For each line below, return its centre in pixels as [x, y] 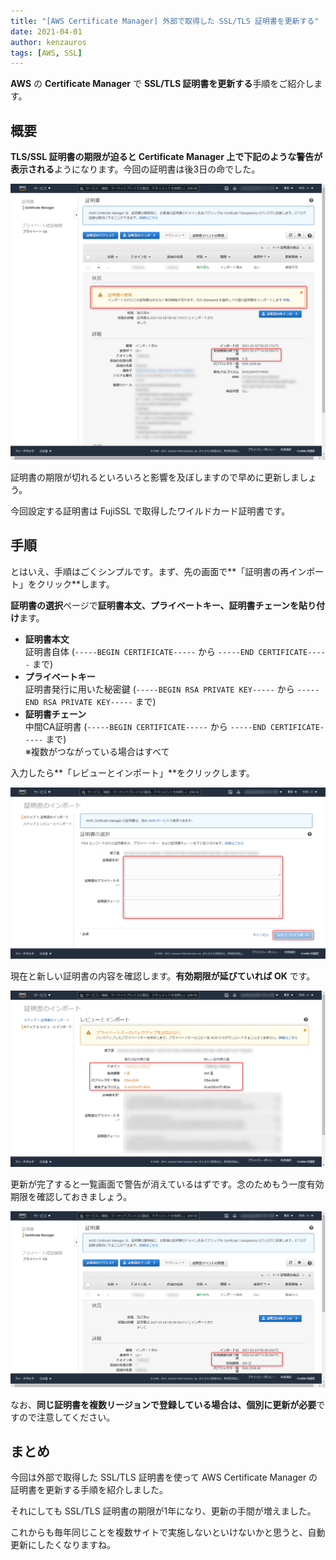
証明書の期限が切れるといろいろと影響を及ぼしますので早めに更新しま [155, 477]
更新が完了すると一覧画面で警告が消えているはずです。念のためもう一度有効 [167, 1184]
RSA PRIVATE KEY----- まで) [100, 701]
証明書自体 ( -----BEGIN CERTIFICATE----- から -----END [139, 651]
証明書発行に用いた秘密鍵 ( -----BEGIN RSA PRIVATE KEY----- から [159, 689]
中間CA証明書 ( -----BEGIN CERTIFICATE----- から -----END [145, 726]
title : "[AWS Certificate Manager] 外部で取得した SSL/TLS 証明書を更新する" [165, 21]
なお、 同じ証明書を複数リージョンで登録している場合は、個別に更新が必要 [163, 1404]
